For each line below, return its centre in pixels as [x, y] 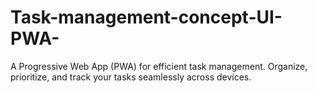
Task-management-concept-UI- [146, 17]
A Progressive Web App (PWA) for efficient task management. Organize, [159, 66]
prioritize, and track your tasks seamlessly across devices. [131, 77]
